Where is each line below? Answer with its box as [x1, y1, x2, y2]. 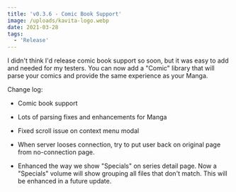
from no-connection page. [17, 148, 95, 156]
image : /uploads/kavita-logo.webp [7, 17, 110, 24]
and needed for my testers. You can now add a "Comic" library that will [7, 64, 215, 73]
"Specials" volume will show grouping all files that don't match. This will [17, 169, 228, 178]
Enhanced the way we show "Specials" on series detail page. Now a [17, 161, 218, 171]
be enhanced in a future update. [17, 177, 112, 186]
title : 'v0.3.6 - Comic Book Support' [7, 10, 122, 18]
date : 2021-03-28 [7, 23, 59, 31]
